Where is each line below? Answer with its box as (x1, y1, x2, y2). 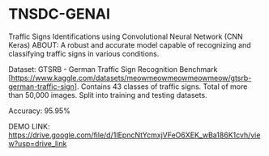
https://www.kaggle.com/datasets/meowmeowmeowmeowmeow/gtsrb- (11, 73, 252, 82)
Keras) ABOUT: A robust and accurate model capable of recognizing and (8, 40, 251, 49)
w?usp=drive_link (8, 138, 67, 148)
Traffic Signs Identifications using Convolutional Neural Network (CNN (8, 32, 243, 41)
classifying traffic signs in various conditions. (8, 48, 160, 58)
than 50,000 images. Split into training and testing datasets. (8, 90, 208, 99)
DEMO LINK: (8, 121, 50, 131)
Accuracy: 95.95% (8, 106, 70, 116)
